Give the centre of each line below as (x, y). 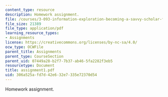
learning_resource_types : (32, 33)
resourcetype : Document (30, 65)
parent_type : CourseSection (34, 56)
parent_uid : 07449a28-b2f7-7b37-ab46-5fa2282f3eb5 (59, 61)
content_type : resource (30, 10)
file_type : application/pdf (34, 28)
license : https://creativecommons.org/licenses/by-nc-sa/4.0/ (71, 42)
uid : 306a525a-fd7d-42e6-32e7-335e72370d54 (51, 75)
